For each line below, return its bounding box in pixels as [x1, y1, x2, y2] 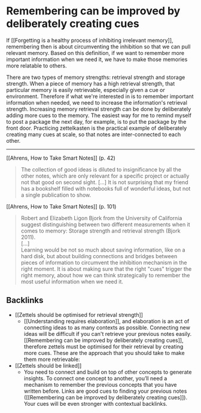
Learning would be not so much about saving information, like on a [20, 246, 185, 253]
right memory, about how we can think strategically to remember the [20, 271, 190, 279]
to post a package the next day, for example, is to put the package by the [6, 118, 187, 125]
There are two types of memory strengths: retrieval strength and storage [6, 74, 185, 81]
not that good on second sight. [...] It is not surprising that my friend [20, 178, 188, 186]
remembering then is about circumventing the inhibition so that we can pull [6, 43, 191, 50]
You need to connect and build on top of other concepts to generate [23, 368, 192, 375]
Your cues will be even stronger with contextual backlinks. [23, 400, 167, 407]
